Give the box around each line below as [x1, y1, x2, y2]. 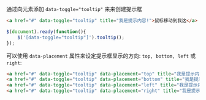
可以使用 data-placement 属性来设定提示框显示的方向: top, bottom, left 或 [6, 52, 196, 60]
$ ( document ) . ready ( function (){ [6, 28, 86, 35]
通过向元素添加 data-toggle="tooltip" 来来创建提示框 [6, 6, 143, 12]
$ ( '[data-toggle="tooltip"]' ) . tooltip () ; [17, 34, 124, 40]
